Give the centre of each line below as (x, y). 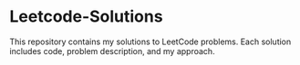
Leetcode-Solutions (86, 17)
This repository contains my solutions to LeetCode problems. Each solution (150, 42)
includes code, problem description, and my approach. (113, 51)
